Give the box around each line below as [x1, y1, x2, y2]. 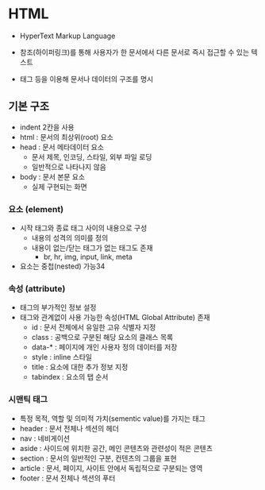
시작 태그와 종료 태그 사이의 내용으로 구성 [19, 223, 148, 233]
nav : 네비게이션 [19, 434, 70, 443]
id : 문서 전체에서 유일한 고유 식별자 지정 [31, 322, 156, 332]
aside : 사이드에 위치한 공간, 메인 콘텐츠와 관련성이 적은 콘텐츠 [19, 443, 213, 453]
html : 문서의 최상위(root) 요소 [19, 132, 113, 141]
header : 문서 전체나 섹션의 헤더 [19, 423, 119, 433]
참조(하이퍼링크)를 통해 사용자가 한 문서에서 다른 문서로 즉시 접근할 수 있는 [19, 47, 250, 56]
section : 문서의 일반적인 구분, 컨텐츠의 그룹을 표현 [19, 453, 177, 463]
